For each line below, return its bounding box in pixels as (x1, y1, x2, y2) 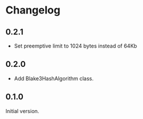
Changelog (5, 4, 61, 17)
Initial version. (5, 107, 39, 114)
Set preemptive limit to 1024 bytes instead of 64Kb (14, 42, 138, 49)
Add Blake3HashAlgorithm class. (14, 74, 94, 82)
